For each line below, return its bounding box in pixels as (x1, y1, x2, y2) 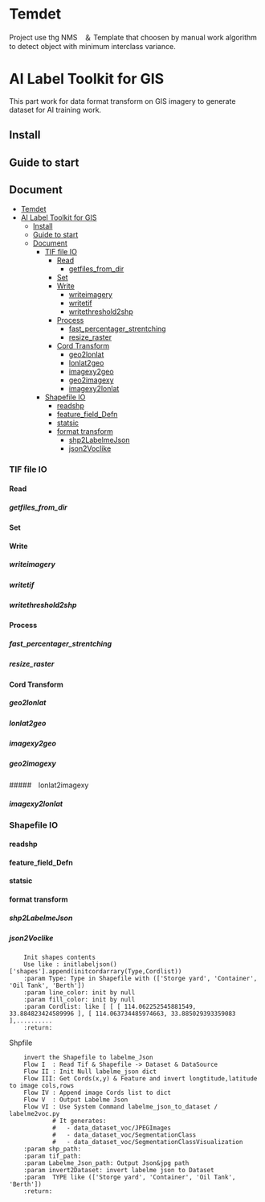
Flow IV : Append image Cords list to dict (23, 1088, 172, 1097)
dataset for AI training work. (9, 105, 102, 114)
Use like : (23, 960, 60, 969)
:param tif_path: (23, 1152, 82, 1160)
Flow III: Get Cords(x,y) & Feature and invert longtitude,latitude (23, 1075, 258, 1083)
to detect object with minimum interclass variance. (9, 41, 176, 51)
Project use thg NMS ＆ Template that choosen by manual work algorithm (9, 32, 258, 42)
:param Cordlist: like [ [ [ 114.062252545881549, (23, 1003, 197, 1011)
